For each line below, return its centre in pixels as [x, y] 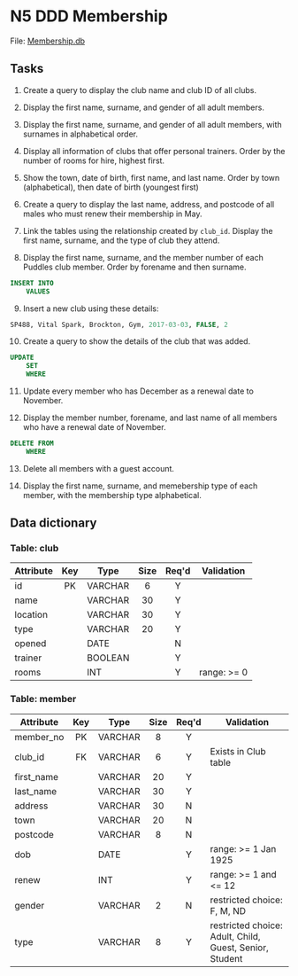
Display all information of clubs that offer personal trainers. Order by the [154, 151]
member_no [39, 737]
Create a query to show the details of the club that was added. [137, 341]
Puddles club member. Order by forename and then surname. [134, 267]
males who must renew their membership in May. [112, 214]
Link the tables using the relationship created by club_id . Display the [148, 230]
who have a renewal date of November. [94, 427]
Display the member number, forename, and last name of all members [150, 418]
